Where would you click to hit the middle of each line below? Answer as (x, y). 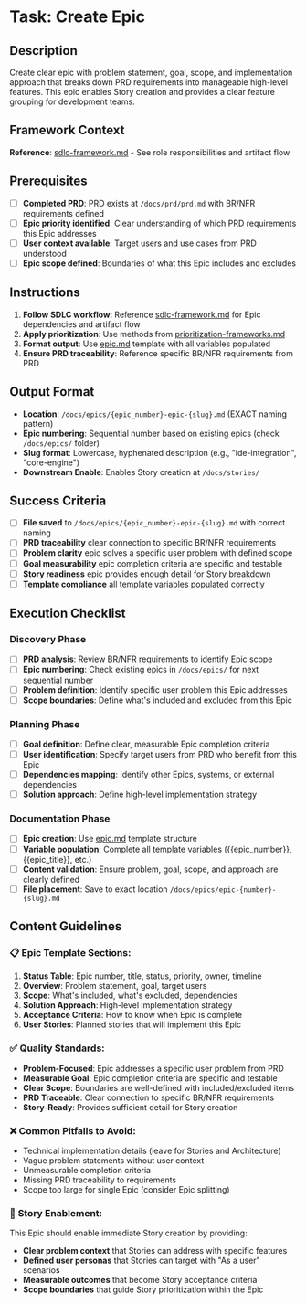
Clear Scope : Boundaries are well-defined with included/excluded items (158, 1087)
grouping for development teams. (72, 101)
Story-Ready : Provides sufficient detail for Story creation (130, 1107)
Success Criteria (58, 500)
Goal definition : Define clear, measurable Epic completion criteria (146, 744)
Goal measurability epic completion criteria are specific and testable (153, 563)
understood (44, 253)
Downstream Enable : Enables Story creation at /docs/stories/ (141, 472)
